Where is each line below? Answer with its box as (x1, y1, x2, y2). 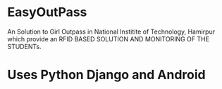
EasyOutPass (7, 4, 87, 20)
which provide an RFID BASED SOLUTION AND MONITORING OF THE (7, 34, 210, 43)
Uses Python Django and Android (7, 67, 206, 83)
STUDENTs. (7, 42, 42, 50)
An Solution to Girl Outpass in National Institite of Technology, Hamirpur (7, 27, 216, 36)
